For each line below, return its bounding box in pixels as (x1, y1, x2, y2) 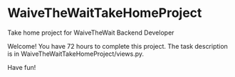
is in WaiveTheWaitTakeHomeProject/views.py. (7, 49, 145, 58)
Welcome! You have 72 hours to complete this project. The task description (7, 42, 228, 50)
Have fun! (7, 63, 36, 71)
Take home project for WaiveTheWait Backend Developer (7, 28, 174, 37)
